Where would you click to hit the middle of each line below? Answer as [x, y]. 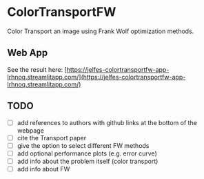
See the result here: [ [37, 69]
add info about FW [43, 169]
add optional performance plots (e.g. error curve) [87, 153]
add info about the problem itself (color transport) [88, 161]
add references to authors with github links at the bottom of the [107, 122]
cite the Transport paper [52, 138]
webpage [31, 130]
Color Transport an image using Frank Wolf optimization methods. [101, 31]
